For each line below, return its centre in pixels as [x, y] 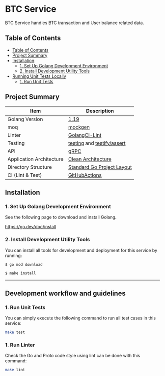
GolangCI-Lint [85, 135]
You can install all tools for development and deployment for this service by [81, 250]
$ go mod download [24, 264]
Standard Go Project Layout [100, 167]
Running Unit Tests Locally [39, 76]
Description [100, 111]
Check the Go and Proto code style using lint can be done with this [73, 356]
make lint [15, 370]
